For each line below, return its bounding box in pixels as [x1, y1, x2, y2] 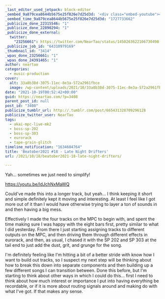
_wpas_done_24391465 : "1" [5, 58, 58, 63]
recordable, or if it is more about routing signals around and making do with [5, 283, 158, 289]
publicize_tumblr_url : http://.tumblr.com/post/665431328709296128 [5, 108, 146, 113]
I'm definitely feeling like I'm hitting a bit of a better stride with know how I [5, 252, 155, 258]
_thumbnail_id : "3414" [5, 48, 52, 53]
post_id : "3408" [5, 103, 38, 108]
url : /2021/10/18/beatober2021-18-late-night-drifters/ [5, 154, 122, 159]
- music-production [9, 71, 50, 76]
